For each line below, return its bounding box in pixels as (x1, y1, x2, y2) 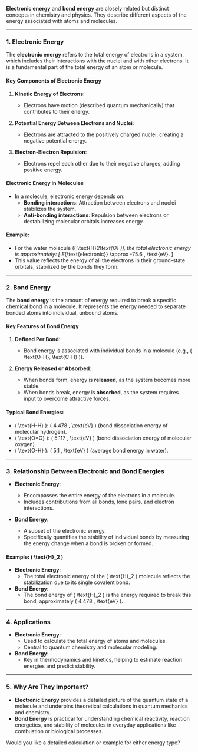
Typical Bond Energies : (6, 409, 64, 415)
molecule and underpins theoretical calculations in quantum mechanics (14, 702, 188, 710)
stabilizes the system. (23, 205, 77, 212)
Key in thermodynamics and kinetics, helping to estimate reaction (23, 657, 183, 664)
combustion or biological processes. (14, 727, 103, 734)
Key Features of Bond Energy (6, 322, 79, 329)
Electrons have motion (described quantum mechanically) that (23, 101, 175, 108)
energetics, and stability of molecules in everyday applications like (14, 721, 176, 728)
